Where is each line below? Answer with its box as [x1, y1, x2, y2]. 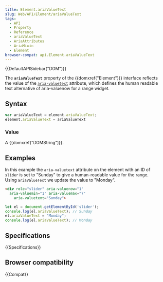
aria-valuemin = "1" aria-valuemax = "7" [9, 191, 86, 196]
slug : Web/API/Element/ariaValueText [5, 12, 82, 17]
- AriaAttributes [9, 39, 45, 44]
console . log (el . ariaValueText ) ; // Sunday [5, 209, 92, 214]
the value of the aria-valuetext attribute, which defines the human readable [5, 80, 158, 86]
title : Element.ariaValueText [5, 7, 67, 12]
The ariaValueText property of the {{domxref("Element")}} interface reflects [5, 75, 158, 81]
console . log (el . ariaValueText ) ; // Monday [5, 218, 92, 223]
